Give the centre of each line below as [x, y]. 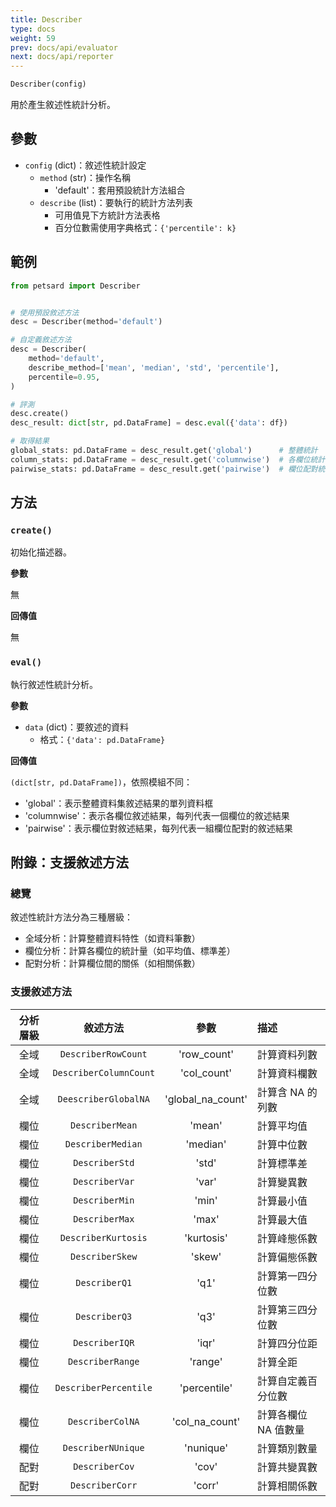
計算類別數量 [287, 1448]
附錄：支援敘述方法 [69, 862]
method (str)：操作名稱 [85, 177]
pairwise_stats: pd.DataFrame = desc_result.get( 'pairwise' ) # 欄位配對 [164, 469]
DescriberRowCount [103, 1054]
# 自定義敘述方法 [41, 340]
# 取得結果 [30, 441]
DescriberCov [104, 1466]
